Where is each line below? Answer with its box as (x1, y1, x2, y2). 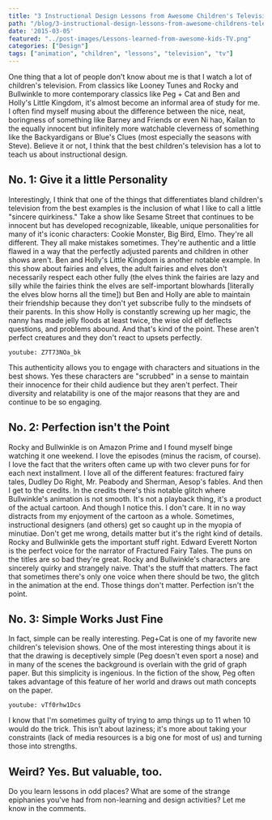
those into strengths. (8, 741, 78, 751)
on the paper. (8, 685, 53, 695)
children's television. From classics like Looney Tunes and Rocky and (8, 80, 239, 90)
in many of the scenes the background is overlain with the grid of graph (8, 659, 247, 670)
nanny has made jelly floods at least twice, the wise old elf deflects (8, 315, 232, 325)
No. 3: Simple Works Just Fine (8, 612, 164, 626)
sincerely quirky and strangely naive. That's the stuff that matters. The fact (8, 563, 258, 572)
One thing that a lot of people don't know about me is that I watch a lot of (8, 72, 253, 81)
